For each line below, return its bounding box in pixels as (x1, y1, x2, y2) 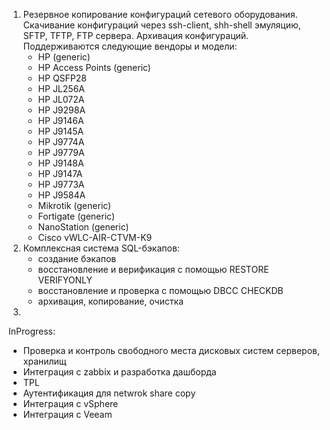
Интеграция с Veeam (22, 409, 113, 420)
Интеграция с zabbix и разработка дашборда (22, 366, 217, 378)
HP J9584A (37, 189, 86, 201)
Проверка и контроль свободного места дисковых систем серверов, (22, 345, 321, 356)
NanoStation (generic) (37, 221, 130, 233)
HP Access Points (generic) (37, 62, 151, 73)
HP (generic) (37, 51, 91, 63)
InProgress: (8, 325, 56, 337)
